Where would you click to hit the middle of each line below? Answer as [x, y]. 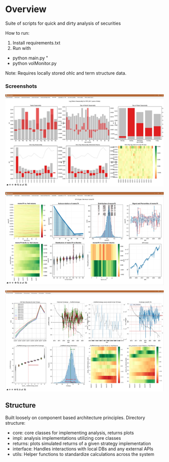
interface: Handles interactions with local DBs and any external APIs [83, 449]
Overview [26, 9]
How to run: [17, 33]
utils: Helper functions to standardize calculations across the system [83, 454]
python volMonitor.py [34, 63]
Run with [22, 48]
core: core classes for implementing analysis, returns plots [73, 433]
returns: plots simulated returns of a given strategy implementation [81, 443]
